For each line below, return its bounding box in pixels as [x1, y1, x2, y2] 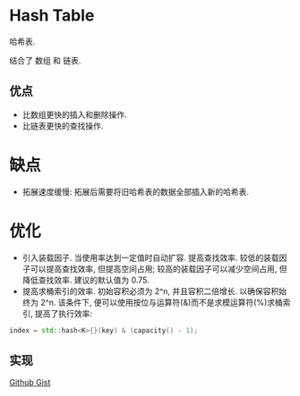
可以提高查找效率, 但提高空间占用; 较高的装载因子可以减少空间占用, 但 [30, 263, 287, 274]
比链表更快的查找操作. [21, 120, 104, 131]
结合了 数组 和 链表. [9, 55, 81, 65]
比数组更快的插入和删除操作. [21, 109, 127, 120]
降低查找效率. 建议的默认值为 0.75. [21, 274, 150, 285]
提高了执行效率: [34, 308, 92, 318]
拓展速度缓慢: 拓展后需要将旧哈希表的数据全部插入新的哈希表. [21, 186, 249, 197]
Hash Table [9, 5, 95, 26]
